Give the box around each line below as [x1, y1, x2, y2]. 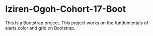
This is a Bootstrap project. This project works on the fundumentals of [5, 20, 149, 26]
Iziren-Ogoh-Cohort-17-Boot [5, 3, 126, 15]
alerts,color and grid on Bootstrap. [5, 25, 76, 31]
